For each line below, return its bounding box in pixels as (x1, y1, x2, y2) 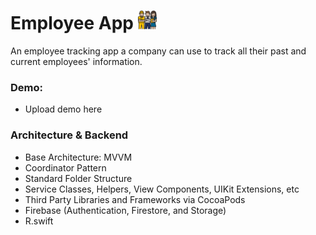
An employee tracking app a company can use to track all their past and (10, 45, 307, 57)
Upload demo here (24, 103, 103, 115)
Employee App (10, 12, 135, 35)
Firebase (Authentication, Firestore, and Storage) (24, 204, 227, 216)
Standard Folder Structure (24, 172, 133, 184)
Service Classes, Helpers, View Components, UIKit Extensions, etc (24, 183, 300, 195)
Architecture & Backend (10, 128, 129, 142)
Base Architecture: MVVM (24, 151, 133, 163)
